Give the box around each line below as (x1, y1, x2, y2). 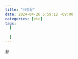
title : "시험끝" (5, 7, 35, 12)
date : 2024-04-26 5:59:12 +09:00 (5, 12, 74, 17)
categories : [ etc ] (5, 16, 43, 21)
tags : (5, 21, 16, 26)
